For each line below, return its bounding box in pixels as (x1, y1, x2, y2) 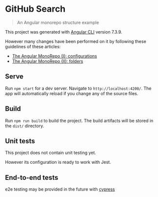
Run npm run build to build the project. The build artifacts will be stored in (5, 118, 154, 123)
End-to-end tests (5, 173, 59, 181)
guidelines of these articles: (5, 43, 61, 49)
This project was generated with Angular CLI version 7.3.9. (5, 29, 122, 35)
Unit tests (5, 137, 35, 145)
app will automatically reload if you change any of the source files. (5, 90, 138, 96)
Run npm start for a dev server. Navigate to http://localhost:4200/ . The (5, 85, 152, 91)
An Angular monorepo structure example (17, 20, 99, 25)
